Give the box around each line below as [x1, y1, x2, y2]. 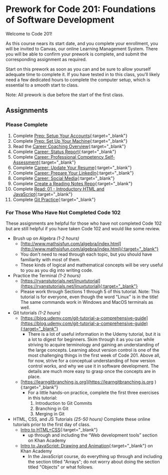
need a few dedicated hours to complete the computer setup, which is [5, 77, 150, 83]
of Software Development [5, 14, 114, 26]
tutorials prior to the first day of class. [12, 421, 90, 427]
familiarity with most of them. [20, 256, 81, 262]
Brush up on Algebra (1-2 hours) [12, 235, 79, 241]
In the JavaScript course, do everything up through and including [27, 453, 162, 459]
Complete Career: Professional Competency [12, 154, 104, 160]
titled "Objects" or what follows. [27, 464, 94, 470]
